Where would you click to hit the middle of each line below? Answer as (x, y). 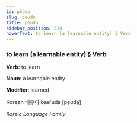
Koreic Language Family (36, 114)
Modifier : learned (28, 90)
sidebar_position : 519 (34, 28)
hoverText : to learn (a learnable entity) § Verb (69, 34)
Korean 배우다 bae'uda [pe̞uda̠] (44, 102)
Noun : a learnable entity (36, 79)
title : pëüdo (22, 22)
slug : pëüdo (21, 17)
